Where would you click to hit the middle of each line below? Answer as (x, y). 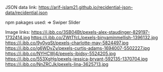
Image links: (18, 32)
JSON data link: (21, 7)
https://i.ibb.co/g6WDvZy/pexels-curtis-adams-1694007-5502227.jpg (77, 48)
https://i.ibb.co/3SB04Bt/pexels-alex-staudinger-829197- (90, 32)
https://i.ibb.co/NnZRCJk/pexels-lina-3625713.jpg (57, 64)
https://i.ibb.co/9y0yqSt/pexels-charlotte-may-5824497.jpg (67, 43)
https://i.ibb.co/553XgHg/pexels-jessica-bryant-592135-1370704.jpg (76, 59)
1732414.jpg (18, 38)
